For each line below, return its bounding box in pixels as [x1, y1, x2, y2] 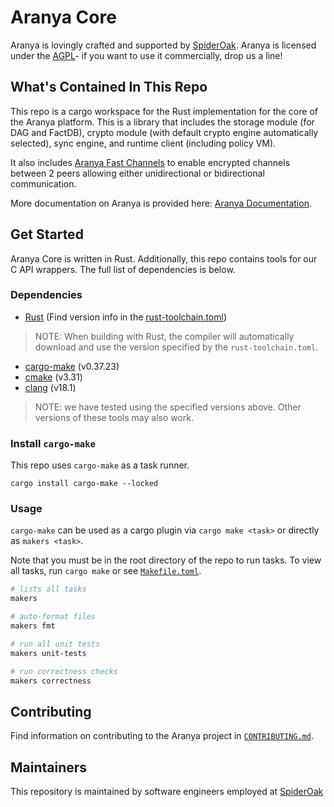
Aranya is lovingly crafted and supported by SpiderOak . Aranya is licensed [10, 39, 317, 51]
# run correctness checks [10, 666, 118, 676]
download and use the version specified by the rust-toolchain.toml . [34, 341, 319, 353]
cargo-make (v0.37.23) [24, 360, 120, 372]
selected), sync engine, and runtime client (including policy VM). [10, 137, 277, 149]
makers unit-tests [10, 648, 87, 658]
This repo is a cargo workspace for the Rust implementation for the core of [10, 105, 318, 117]
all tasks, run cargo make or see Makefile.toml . [10, 565, 202, 577]
